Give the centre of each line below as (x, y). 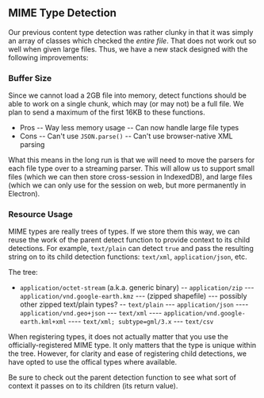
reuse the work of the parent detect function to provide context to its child (129, 240)
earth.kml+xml (43, 322)
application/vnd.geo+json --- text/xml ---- (91, 313)
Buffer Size (30, 78)
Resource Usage (40, 214)
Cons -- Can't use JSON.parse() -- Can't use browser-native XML (126, 136)
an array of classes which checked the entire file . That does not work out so (132, 41)
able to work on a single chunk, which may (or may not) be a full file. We (126, 104)
